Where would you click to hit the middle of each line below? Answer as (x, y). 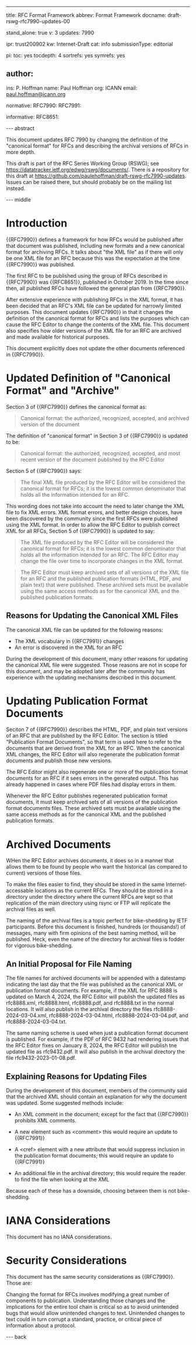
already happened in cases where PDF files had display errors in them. (91, 784)
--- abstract (20, 128)
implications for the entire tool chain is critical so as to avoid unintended (92, 1306)
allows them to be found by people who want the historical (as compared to (97, 867)
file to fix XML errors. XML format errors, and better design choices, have (94, 512)
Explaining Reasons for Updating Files (76, 1076)
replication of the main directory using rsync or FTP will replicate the (88, 903)
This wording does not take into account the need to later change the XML (95, 506)
